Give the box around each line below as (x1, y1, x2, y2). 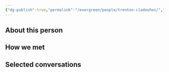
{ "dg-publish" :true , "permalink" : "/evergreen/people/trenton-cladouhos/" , (5, 7, 163, 13)
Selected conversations (5, 60, 81, 68)
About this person (5, 26, 63, 35)
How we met (5, 43, 45, 52)
